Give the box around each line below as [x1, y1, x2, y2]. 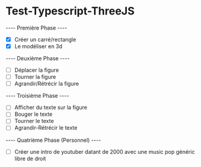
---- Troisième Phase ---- [5, 92, 70, 99]
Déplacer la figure [14, 66, 60, 74]
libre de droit [14, 155, 46, 162]
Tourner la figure [14, 74, 57, 81]
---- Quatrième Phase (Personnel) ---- [5, 136, 102, 143]
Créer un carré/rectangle [14, 36, 76, 43]
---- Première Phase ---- [5, 24, 67, 31]
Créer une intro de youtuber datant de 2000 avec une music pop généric [14, 148, 195, 155]
